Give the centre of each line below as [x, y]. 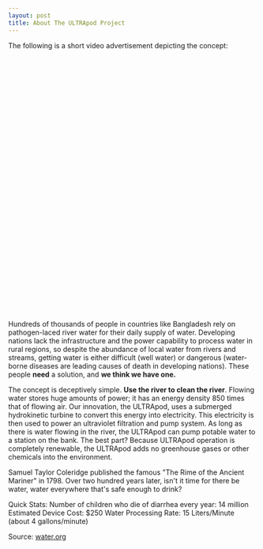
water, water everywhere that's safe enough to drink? [95, 489]
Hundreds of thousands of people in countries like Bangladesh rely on [122, 324]
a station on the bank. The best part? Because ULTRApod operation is [122, 440]
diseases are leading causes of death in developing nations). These [139, 365]
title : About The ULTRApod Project [67, 23]
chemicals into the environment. [60, 456]
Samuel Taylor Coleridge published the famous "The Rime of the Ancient [126, 472]
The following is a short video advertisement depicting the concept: [118, 45]
